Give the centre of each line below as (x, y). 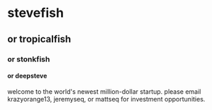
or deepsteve (27, 76)
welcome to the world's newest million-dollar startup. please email (104, 91)
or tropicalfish (39, 39)
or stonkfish (29, 59)
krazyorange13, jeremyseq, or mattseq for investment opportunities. (106, 99)
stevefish (35, 13)
